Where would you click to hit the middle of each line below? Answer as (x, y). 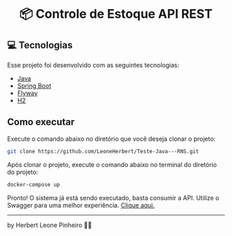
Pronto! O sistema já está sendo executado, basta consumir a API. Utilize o (113, 197)
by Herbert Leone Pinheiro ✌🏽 (49, 225)
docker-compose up (33, 184)
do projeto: (23, 172)
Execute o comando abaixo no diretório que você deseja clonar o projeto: (112, 139)
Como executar (41, 122)
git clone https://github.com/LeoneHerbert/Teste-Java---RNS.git (103, 151)
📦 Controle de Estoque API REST (116, 14)
